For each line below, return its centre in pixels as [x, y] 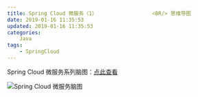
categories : [24, 32]
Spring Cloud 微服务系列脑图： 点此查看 [62, 72]
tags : [15, 45]
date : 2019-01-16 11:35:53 [46, 20]
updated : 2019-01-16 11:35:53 [50, 26]
